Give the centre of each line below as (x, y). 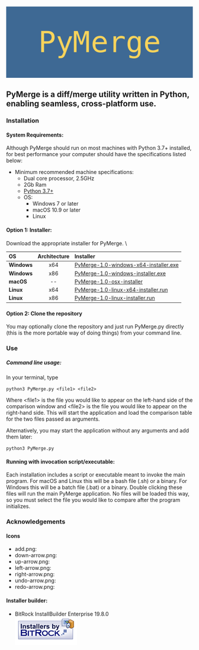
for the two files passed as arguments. (53, 419)
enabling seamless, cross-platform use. (81, 104)
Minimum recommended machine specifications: (74, 172)
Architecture (54, 257)
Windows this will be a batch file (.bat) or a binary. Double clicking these (94, 487)
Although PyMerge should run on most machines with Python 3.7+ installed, (99, 148)
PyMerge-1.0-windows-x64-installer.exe (126, 265)
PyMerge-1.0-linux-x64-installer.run (121, 290)
